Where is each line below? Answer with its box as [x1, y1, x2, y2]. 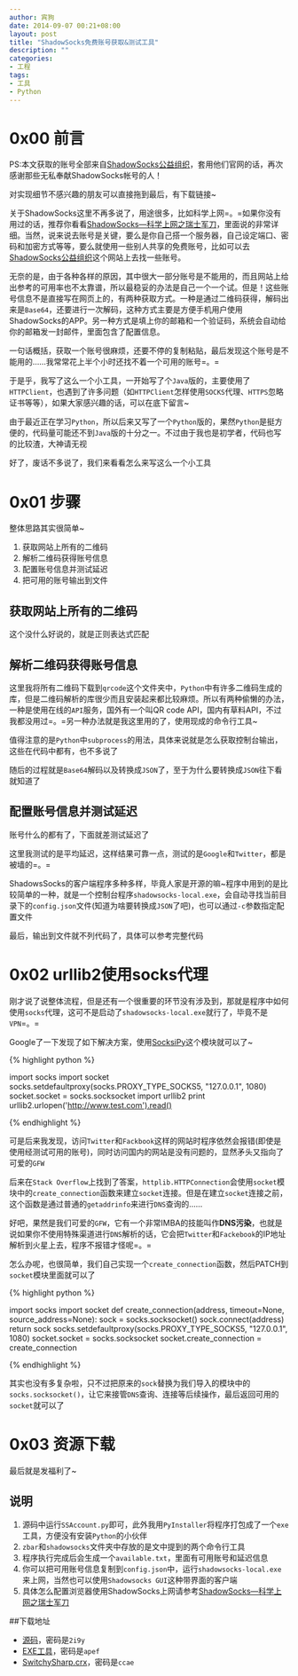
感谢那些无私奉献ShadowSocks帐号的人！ [9, 170, 162, 181]
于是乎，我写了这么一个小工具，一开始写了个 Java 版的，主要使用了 [9, 375, 251, 386]
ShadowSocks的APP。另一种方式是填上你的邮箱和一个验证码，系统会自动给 [9, 316, 286, 327]
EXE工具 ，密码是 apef [21, 1645, 100, 1656]
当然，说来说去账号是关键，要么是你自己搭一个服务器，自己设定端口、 [24, 230, 281, 240]
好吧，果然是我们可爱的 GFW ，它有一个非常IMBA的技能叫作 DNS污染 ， [9, 1217, 260, 1228]
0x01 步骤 [9, 492, 82, 512]
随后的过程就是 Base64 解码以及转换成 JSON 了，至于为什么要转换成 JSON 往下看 [9, 765, 283, 775]
